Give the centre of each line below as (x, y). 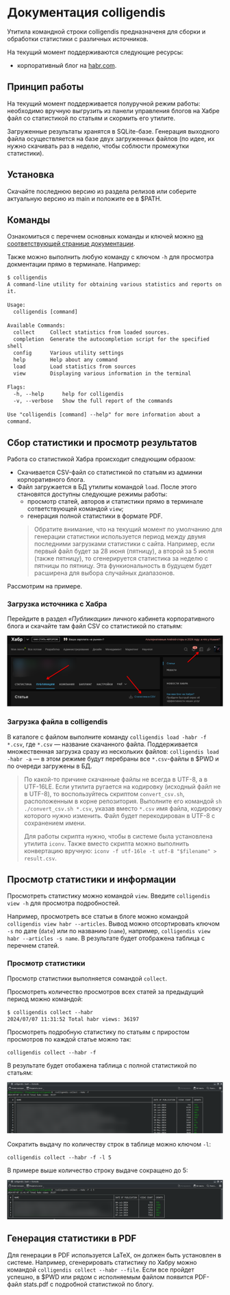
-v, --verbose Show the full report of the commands (93, 401)
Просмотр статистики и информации (92, 879)
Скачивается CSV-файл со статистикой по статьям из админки (110, 472)
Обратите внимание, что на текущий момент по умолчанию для (128, 530)
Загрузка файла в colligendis (57, 722)
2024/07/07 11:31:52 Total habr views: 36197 (73, 1019)
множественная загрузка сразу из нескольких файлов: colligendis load (113, 751)
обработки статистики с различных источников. (78, 38)
